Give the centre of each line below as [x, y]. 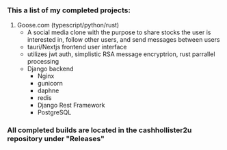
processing [43, 62]
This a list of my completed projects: [69, 10]
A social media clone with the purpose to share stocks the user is [119, 32]
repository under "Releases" [56, 139]
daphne [48, 90]
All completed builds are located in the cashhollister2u [99, 130]
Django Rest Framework [71, 105]
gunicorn [50, 84]
